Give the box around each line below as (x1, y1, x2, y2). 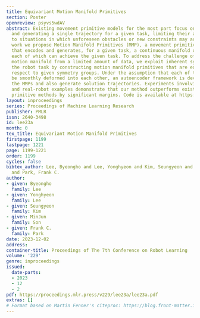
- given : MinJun (6, 214, 46, 220)
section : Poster (6, 14, 46, 20)
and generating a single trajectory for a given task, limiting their (11, 31, 190, 37)
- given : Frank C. (6, 225, 52, 231)
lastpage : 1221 (6, 141, 44, 148)
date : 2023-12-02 (6, 236, 49, 242)
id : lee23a (6, 120, 33, 126)
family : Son (11, 220, 42, 226)
